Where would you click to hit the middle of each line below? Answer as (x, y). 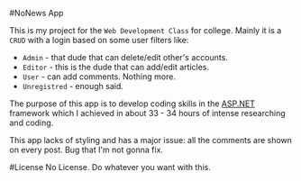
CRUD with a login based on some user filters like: (99, 40)
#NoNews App (36, 13)
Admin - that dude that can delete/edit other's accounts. (125, 57)
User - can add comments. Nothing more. (99, 77)
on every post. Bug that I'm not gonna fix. (87, 149)
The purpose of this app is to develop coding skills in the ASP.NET (132, 104)
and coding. (32, 122)
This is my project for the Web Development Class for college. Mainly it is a (146, 30)
